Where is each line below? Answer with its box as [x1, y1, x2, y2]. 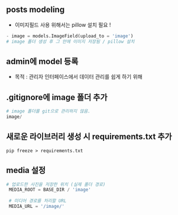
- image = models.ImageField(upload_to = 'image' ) [6, 33, 134, 39]
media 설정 [6, 165, 46, 175]
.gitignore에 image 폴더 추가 [6, 92, 108, 102]
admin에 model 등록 [6, 56, 79, 66]
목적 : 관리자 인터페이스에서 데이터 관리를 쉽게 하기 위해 [14, 73, 143, 81]
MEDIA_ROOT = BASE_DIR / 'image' [8, 187, 92, 193]
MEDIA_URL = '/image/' [8, 204, 65, 210]
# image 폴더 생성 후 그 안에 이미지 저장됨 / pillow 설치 [6, 38, 135, 44]
